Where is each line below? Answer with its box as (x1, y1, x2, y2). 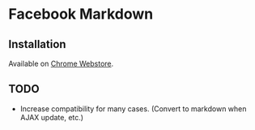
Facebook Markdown (8, 5, 154, 24)
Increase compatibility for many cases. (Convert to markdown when (19, 103, 247, 114)
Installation (8, 37, 66, 51)
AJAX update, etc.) (19, 112, 83, 122)
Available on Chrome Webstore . (8, 58, 114, 68)
